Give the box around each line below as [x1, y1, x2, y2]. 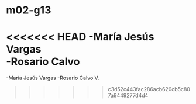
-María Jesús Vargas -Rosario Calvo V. [6, 74, 99, 82]
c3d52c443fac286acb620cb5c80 [108, 86, 190, 93]
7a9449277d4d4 [108, 92, 149, 99]
